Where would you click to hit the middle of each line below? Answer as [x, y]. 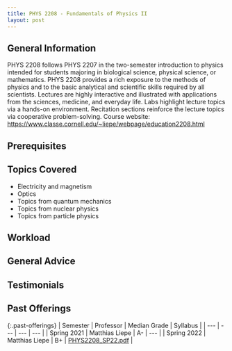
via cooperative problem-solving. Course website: [79, 117]
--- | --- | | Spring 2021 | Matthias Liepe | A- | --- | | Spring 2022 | [112, 333]
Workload [29, 237]
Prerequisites [37, 146]
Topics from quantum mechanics [64, 201]
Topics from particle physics [58, 215]
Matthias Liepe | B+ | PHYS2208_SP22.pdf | [70, 340]
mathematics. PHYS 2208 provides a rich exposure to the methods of [107, 80]
